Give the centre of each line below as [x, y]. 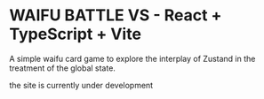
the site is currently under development [81, 85]
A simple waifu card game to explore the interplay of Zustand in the [132, 58]
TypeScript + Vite [76, 34]
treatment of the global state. [62, 68]
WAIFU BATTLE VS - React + [116, 15]
